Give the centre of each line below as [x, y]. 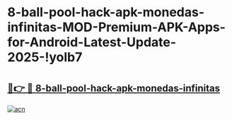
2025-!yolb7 [45, 58]
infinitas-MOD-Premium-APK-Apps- [117, 27]
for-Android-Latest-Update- [92, 42]
